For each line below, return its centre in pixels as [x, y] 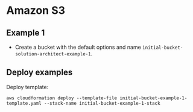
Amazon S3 [36, 11]
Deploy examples [40, 73]
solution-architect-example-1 [53, 54]
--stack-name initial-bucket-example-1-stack [103, 103]
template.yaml [24, 103]
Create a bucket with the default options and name [78, 47]
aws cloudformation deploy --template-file [62, 98]
